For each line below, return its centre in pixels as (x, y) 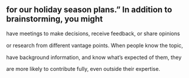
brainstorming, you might (54, 19)
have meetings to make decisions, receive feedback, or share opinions (93, 33)
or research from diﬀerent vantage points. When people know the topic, (95, 45)
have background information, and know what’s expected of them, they (94, 57)
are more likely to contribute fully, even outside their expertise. (83, 68)
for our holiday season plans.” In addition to (89, 10)
